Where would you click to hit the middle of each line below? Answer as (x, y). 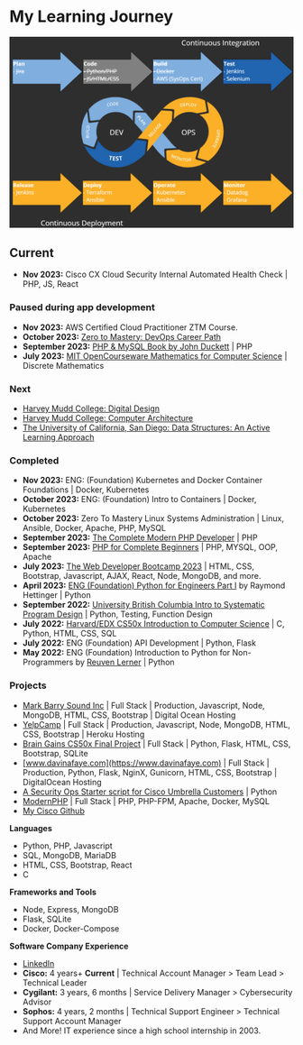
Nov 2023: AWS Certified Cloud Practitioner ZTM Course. (130, 327)
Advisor (37, 1002)
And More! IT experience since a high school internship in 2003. (142, 1031)
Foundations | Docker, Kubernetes (86, 490)
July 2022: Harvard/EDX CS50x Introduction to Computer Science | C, (153, 624)
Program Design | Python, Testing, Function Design (118, 614)
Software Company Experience (69, 946)
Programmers (48, 662)
